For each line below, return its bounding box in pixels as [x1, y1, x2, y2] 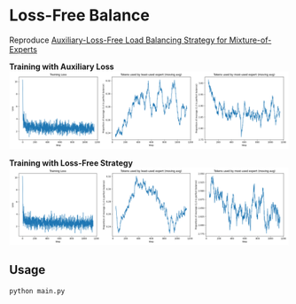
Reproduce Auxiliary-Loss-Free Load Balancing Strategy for [9, 35, 228, 45]
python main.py [9, 287, 66, 296]
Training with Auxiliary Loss [9, 61, 114, 72]
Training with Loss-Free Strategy [9, 157, 133, 168]
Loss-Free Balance [9, 5, 151, 26]
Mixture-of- [229, 35, 272, 45]
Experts [9, 43, 38, 54]
